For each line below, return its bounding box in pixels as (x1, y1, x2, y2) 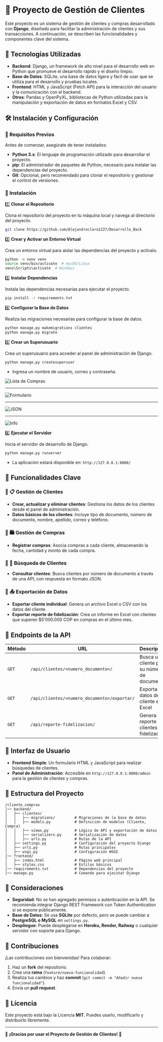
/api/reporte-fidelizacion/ (30, 722, 96, 727)
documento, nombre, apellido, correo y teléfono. (12, 517, 109, 523)
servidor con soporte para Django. (12, 928, 81, 934)
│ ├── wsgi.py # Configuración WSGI (5, 849, 118, 854)
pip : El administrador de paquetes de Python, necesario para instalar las (12, 162, 157, 168)
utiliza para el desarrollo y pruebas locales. (12, 78, 98, 84)
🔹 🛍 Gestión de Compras (5, 529, 65, 536)
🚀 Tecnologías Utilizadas (5, 50, 81, 58)
